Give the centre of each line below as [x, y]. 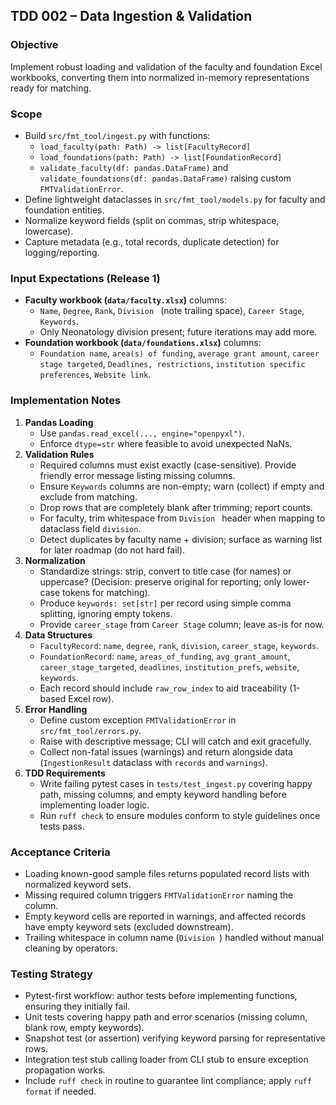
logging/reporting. [62, 252]
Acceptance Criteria [60, 852]
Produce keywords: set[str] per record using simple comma [165, 603]
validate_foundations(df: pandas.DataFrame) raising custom [165, 178]
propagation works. [65, 1070]
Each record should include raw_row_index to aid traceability [163, 688]
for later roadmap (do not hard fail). [112, 550]
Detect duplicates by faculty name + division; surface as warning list [181, 539]
